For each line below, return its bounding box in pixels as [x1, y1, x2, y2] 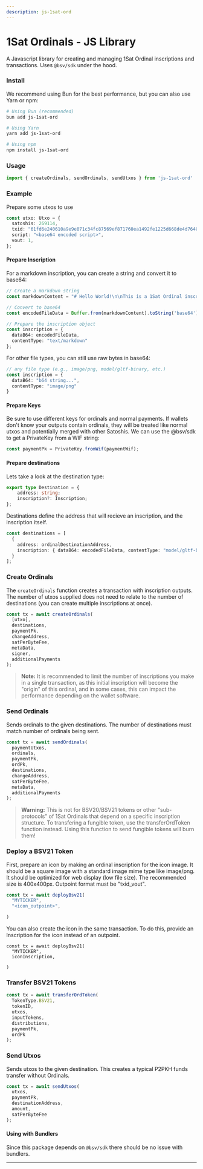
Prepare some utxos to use [6, 203, 74, 211]
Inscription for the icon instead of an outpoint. [6, 932, 120, 939]
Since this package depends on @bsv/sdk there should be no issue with [6, 1144, 183, 1151]
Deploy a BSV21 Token [6, 847, 74, 855]
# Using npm [6, 142, 36, 148]
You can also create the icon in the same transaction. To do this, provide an [6, 925, 194, 932]
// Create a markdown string [6, 288, 80, 294]
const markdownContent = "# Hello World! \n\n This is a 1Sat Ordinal [6, 293, 182, 300]
